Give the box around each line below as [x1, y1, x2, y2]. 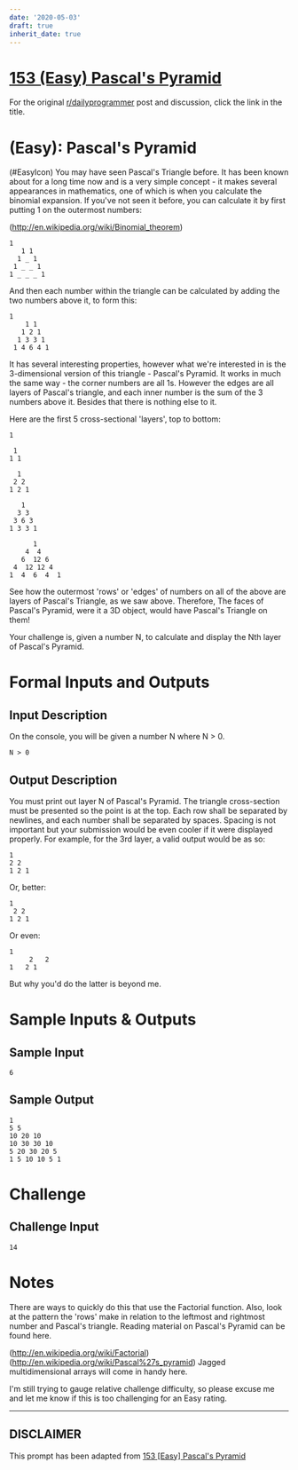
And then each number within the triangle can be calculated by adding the [9, 286, 280, 296]
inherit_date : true [9, 29, 82, 38]
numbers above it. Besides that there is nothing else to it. [9, 397, 217, 407]
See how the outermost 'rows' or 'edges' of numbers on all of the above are [9, 587, 286, 597]
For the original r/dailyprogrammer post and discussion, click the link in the [9, 97, 283, 107]
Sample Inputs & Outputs [9, 1009, 197, 1030]
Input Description [9, 707, 108, 723]
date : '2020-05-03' [9, 12, 82, 22]
